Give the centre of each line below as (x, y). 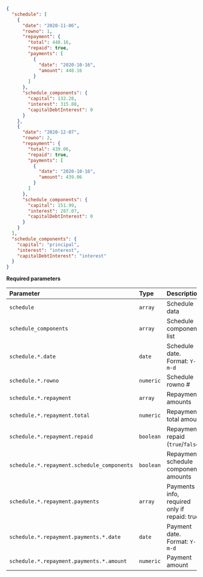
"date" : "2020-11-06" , (51, 25)
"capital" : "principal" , (48, 245)
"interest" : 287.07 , (54, 211)
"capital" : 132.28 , (53, 98)
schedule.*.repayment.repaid (51, 437)
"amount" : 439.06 (60, 177)
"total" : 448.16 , (50, 42)
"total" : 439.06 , (50, 149)
